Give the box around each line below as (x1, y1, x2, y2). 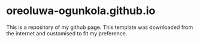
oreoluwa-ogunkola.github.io (6, 4, 156, 18)
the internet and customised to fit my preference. (6, 29, 128, 37)
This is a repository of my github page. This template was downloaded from (6, 24, 194, 31)
